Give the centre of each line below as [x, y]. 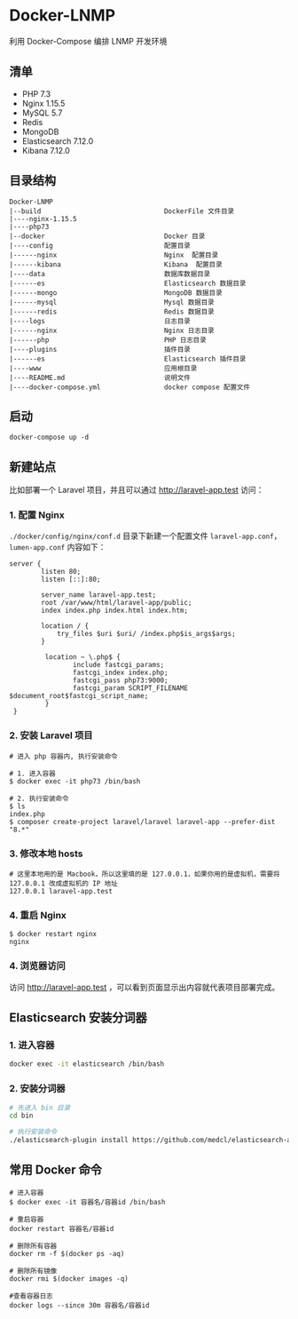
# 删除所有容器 [33, 1246]
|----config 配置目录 [100, 245]
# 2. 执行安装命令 [39, 799]
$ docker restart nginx [53, 934]
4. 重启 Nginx [38, 915]
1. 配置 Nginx [37, 515]
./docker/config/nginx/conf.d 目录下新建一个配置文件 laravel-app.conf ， [145, 536]
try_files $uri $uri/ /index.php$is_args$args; [146, 634]
